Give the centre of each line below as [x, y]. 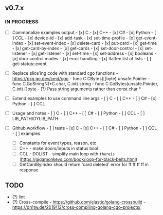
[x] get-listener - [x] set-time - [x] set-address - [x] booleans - [94, 53]
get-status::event [29, 64]
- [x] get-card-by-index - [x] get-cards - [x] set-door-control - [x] [78, 48]
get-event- [147, 38]
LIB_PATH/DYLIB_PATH [35, 118]
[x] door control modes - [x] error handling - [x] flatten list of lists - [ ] [82, 58]
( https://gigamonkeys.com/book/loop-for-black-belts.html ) [78, 159]
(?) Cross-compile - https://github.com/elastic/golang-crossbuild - [79, 202]
